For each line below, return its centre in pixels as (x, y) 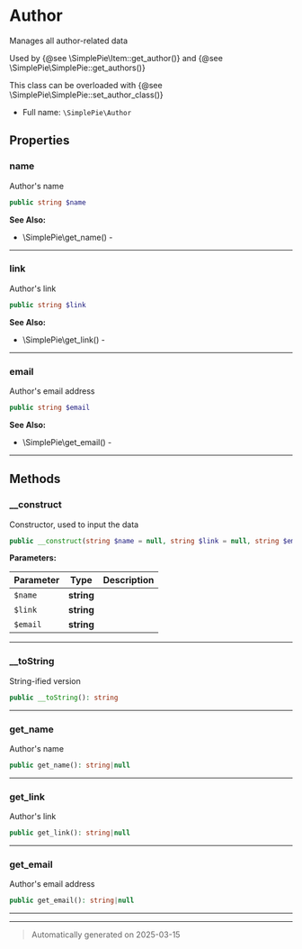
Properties (40, 141)
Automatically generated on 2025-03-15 (106, 935)
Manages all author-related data (69, 41)
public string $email (50, 407)
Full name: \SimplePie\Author (77, 112)
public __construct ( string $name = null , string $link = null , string (144, 541)
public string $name (48, 202)
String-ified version (45, 680)
